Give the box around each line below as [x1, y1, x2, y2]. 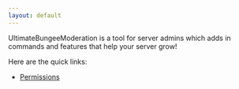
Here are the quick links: [8, 57, 88, 66]
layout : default [8, 11, 62, 20]
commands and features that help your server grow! [8, 41, 177, 51]
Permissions [19, 72, 61, 81]
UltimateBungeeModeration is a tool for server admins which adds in [8, 33, 231, 43]
